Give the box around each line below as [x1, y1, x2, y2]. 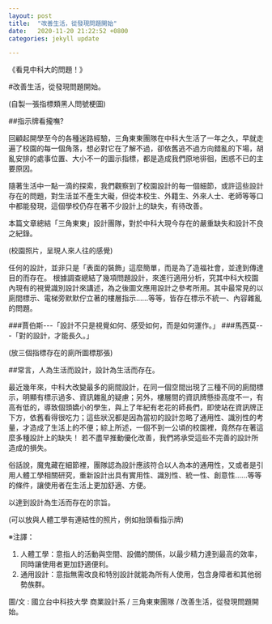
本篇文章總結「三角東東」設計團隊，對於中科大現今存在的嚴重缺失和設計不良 [8, 219, 264, 228]
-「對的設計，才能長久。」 [8, 331, 94, 341]
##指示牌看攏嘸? [8, 117, 64, 126]
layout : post [8, 11, 53, 20]
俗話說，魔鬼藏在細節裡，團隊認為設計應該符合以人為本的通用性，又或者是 [8, 461, 257, 470]
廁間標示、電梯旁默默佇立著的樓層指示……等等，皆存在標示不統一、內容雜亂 [8, 293, 262, 304]
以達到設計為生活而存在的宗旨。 [8, 498, 115, 507]
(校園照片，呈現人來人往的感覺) [8, 246, 113, 256]
